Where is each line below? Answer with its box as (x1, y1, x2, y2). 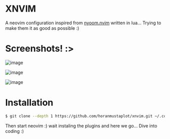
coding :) (5, 128, 24, 134)
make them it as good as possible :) (5, 25, 79, 31)
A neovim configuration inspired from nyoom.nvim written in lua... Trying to (5, 20, 161, 26)
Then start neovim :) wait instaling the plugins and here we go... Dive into (5, 122, 158, 129)
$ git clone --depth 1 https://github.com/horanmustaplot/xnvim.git (5, 113, 153, 119)
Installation (5, 97, 54, 109)
